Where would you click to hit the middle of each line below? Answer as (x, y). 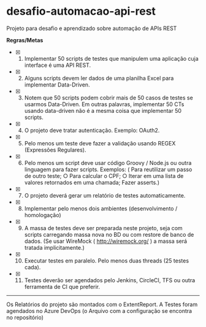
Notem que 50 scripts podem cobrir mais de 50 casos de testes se (109, 98)
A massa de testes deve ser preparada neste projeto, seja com (103, 228)
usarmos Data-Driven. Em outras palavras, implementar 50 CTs (104, 104)
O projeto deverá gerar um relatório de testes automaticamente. (105, 195)
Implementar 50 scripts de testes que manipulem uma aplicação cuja (112, 58)
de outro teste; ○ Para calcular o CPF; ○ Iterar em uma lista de (104, 175)
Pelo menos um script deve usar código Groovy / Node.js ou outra (108, 163)
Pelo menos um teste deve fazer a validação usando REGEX (100, 143)
